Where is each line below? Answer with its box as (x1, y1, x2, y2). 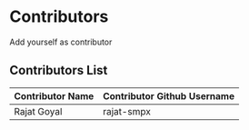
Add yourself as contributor (9, 36, 113, 47)
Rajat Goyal (14, 105, 63, 117)
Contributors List (9, 63, 108, 78)
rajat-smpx (103, 105, 152, 117)
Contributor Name (14, 89, 95, 102)
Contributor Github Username (103, 89, 234, 102)
